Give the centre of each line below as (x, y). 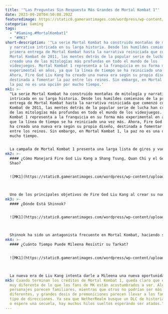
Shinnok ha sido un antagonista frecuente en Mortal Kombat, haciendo (85, 235)
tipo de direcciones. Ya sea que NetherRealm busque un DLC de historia (87, 299)
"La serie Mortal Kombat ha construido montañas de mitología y (78, 94)
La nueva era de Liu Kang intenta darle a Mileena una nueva (75, 276)
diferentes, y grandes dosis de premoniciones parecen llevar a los (82, 294)
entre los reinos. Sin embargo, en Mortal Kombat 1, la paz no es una (85, 131)
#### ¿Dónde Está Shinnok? (38, 204)
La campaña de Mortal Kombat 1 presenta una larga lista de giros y (82, 149)
